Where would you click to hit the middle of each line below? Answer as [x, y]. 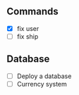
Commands [33, 12]
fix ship [28, 36]
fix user [28, 28]
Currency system [42, 84]
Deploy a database [44, 76]
